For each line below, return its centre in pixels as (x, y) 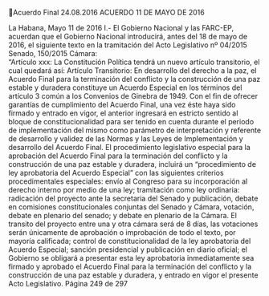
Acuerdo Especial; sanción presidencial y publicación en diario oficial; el (128, 249)
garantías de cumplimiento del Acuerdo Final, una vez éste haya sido (122, 105)
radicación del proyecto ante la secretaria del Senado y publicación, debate (133, 198)
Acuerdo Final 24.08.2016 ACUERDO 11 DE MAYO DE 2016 (109, 12)
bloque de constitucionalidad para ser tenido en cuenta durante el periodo (131, 122)
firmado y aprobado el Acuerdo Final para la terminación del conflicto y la (130, 266)
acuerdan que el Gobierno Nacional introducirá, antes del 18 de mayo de (128, 36)
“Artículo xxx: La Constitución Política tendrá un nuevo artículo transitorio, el (134, 62)
